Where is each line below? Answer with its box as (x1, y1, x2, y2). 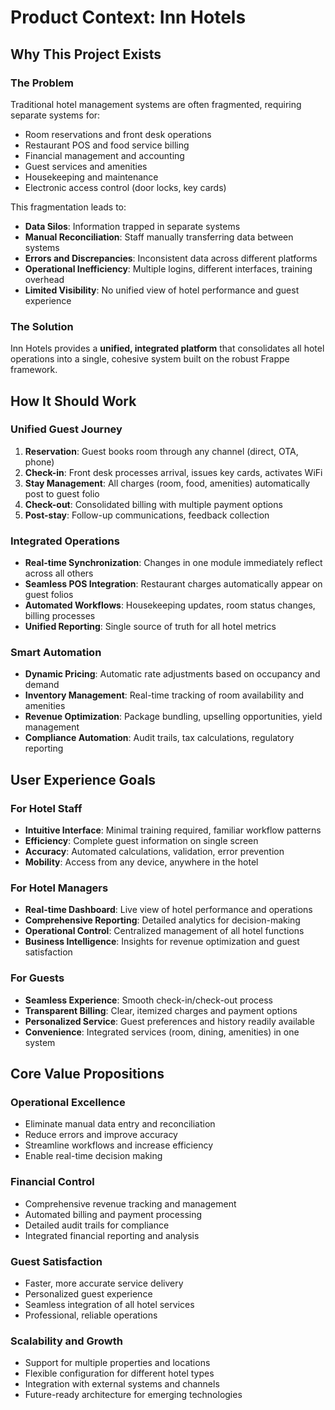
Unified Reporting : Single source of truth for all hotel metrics (24, 621, 277, 633)
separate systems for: (10, 109, 101, 121)
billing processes (24, 610, 96, 622)
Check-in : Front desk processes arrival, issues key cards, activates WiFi (24, 466, 323, 478)
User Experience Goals (10, 771, 157, 788)
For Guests (10, 971, 65, 985)
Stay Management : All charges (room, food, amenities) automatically (24, 477, 311, 489)
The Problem (10, 76, 75, 90)
